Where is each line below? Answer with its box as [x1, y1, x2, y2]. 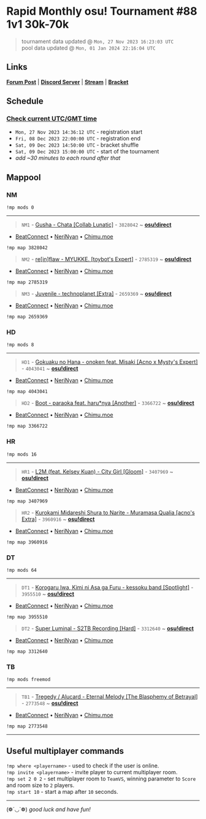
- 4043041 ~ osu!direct [21, 365, 78, 372]
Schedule [6, 96, 44, 107]
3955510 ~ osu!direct [21, 590, 75, 598]
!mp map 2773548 [6, 723, 48, 729]
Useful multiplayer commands [6, 745, 124, 756]
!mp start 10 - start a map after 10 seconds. [6, 788, 118, 796]
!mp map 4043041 [6, 388, 48, 395]
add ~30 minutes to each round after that [15, 155, 121, 162]
